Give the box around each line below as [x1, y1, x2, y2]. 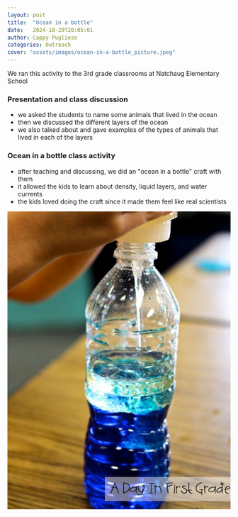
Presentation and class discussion [7, 94, 129, 104]
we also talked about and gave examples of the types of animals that [17, 126, 218, 134]
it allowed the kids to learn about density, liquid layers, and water [17, 182, 208, 191]
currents [17, 189, 42, 198]
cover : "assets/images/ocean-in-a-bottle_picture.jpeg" [7, 49, 176, 56]
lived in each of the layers [17, 133, 93, 142]
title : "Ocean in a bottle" [7, 18, 93, 26]
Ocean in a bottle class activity [7, 151, 115, 161]
